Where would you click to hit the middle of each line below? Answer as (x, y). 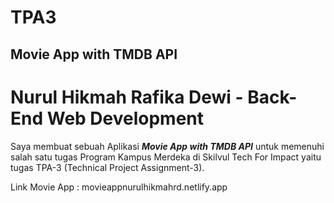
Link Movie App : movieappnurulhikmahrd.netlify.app (119, 187)
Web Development (125, 118)
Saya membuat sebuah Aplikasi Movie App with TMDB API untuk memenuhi (167, 146)
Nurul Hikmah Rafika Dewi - (127, 97)
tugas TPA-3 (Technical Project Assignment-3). (107, 167)
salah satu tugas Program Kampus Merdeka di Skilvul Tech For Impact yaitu (166, 157)
